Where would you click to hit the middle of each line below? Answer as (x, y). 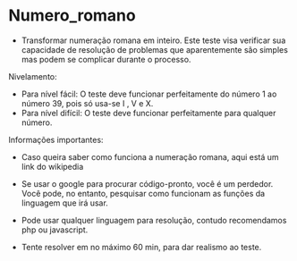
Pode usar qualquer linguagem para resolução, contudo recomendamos (154, 220)
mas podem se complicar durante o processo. (106, 59)
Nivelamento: (33, 76)
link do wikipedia (52, 166)
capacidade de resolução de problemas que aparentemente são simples (154, 49)
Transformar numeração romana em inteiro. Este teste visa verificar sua (153, 40)
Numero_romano (72, 16)
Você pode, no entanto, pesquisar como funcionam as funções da (143, 193)
